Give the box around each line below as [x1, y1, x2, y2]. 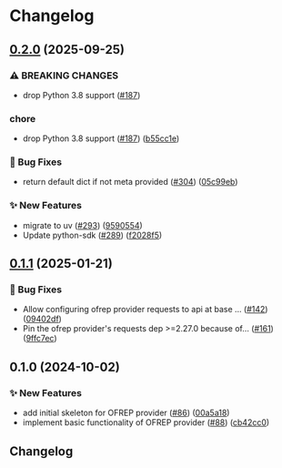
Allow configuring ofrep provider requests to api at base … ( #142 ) [22, 304, 268, 315]
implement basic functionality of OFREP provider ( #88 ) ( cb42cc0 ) [22, 417, 270, 428]
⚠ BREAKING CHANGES [9, 69, 119, 82]
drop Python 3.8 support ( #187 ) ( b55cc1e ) [22, 133, 180, 144]
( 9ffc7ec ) [22, 333, 57, 344]
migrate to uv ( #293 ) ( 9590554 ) [22, 219, 143, 230]
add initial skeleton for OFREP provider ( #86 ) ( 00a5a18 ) [22, 407, 230, 419]
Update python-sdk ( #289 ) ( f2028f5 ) [22, 229, 163, 240]
